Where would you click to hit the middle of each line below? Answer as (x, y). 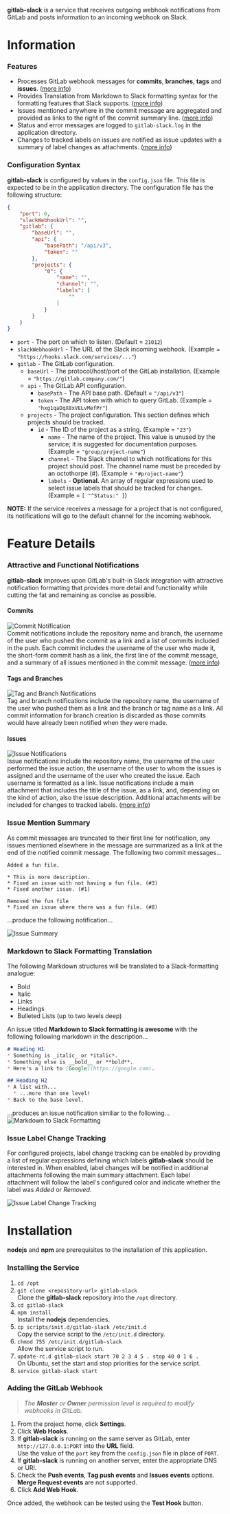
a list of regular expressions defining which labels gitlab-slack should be (110, 1160)
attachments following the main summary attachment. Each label (99, 1175)
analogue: (21, 973)
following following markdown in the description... (78, 1036)
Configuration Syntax (44, 165)
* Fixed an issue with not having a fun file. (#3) (82, 883)
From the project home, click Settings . (71, 1424)
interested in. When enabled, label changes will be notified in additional (108, 1168)
